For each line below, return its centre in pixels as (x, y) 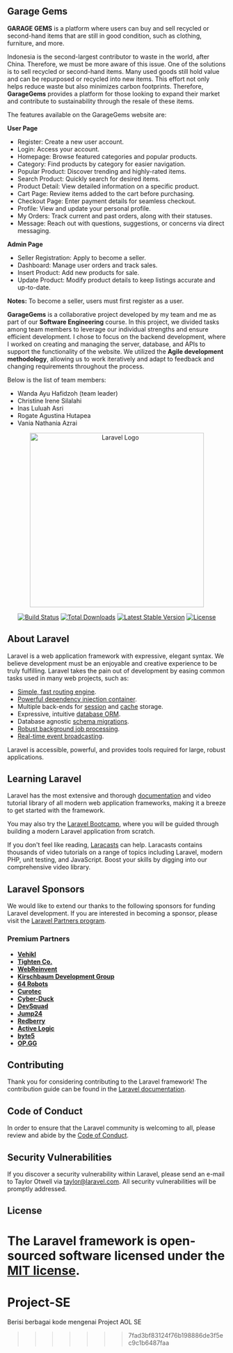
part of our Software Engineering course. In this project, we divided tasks (113, 322)
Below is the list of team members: (57, 380)
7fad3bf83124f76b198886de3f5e (176, 1335)
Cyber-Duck (35, 999)
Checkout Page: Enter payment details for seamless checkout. (106, 201)
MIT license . (43, 1270)
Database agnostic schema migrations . (73, 721)
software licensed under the (142, 1256)
